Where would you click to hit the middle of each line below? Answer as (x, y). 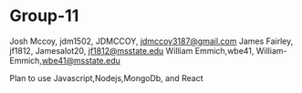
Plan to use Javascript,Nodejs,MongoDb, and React (106, 77)
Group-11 (44, 16)
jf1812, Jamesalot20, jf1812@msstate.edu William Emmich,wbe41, (132, 50)
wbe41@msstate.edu (81, 60)
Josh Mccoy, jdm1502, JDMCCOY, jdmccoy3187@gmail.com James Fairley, (151, 41)
